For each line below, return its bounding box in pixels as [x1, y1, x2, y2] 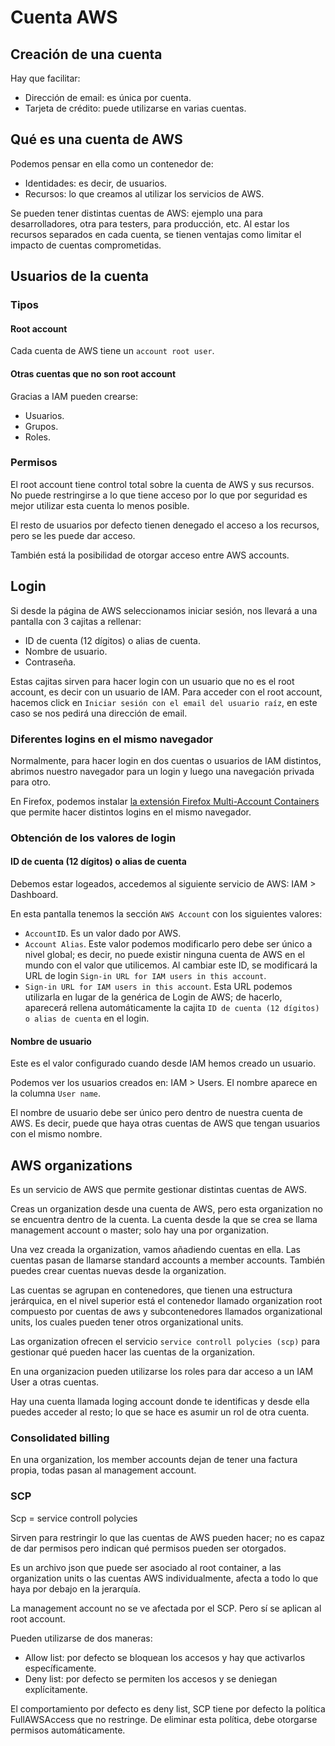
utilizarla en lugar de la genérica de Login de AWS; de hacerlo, [24, 991, 283, 1003]
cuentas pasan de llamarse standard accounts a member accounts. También [10, 1254, 326, 1266]
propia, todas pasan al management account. [10, 1464, 197, 1476]
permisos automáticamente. [10, 1724, 126, 1736]
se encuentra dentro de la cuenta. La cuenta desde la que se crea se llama [10, 1214, 318, 1226]
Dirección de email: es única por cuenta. [24, 92, 192, 103]
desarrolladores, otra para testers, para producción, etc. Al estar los [10, 217, 290, 230]
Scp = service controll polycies [10, 1512, 138, 1524]
